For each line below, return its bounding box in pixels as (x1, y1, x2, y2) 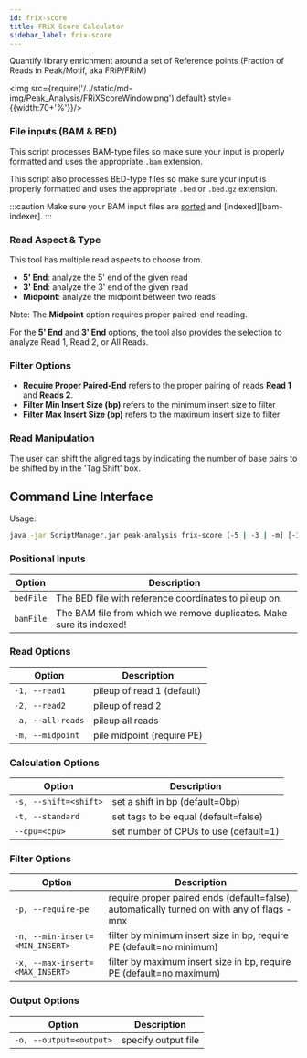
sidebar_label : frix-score (9, 30, 112, 39)
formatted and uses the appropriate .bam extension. (9, 155, 204, 166)
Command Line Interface (9, 488, 153, 504)
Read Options (9, 646, 71, 658)
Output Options (9, 994, 79, 1007)
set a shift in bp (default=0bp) (111, 796, 240, 808)
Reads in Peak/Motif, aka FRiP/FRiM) (9, 65, 148, 76)
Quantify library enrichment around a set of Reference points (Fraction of (9, 56, 285, 67)
